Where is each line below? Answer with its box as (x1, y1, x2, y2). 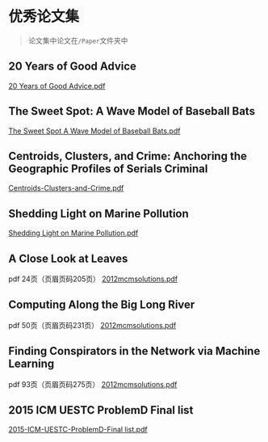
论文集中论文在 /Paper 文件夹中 (27, 36, 128, 45)
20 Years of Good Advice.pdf (8, 81, 106, 91)
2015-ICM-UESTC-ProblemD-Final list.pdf (8, 425, 148, 435)
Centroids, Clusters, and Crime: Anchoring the (8, 149, 248, 162)
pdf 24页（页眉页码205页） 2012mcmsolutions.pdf (8, 274, 178, 284)
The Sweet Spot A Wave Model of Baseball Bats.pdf (8, 126, 181, 136)
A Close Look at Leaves (8, 251, 128, 265)
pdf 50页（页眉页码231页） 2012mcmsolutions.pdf (8, 320, 177, 330)
